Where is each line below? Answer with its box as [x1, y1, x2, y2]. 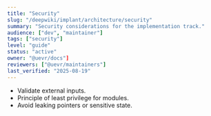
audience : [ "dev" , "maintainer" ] [7, 29, 103, 36]
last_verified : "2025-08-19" [7, 67, 91, 74]
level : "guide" [7, 42, 51, 49]
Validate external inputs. [17, 86, 86, 95]
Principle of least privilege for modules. [17, 93, 129, 102]
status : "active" [7, 49, 57, 56]
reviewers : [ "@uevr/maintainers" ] [7, 61, 107, 68]
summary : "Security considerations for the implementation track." [7, 23, 205, 30]
